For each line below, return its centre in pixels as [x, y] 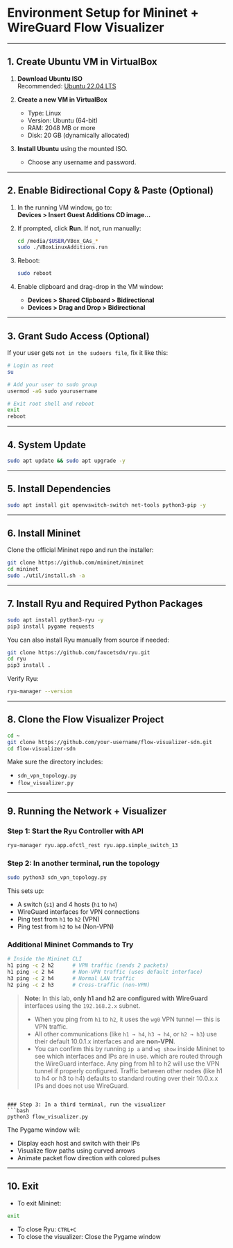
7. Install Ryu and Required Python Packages [105, 604]
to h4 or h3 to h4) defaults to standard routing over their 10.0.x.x [126, 1078]
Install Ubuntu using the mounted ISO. [72, 148]
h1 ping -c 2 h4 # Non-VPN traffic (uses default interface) [105, 972]
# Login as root [31, 365]
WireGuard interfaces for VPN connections [78, 912]
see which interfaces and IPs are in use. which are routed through [129, 1056]
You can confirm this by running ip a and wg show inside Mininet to [130, 1048]
